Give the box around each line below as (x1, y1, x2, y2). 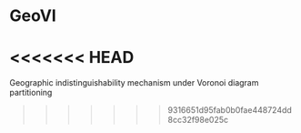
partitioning (9, 87, 53, 98)
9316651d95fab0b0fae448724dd (167, 105, 293, 116)
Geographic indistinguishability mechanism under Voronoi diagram (9, 77, 259, 88)
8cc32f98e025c (167, 115, 229, 126)
